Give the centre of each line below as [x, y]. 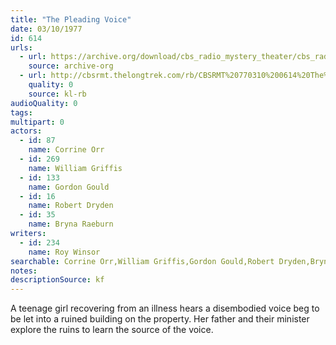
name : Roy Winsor [64, 252]
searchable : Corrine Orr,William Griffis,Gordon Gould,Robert [142, 261]
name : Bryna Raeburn [71, 224]
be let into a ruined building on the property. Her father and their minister [160, 319]
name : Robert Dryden [71, 206]
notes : [24, 271]
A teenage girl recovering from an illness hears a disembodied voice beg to [165, 308]
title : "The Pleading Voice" [71, 19]
